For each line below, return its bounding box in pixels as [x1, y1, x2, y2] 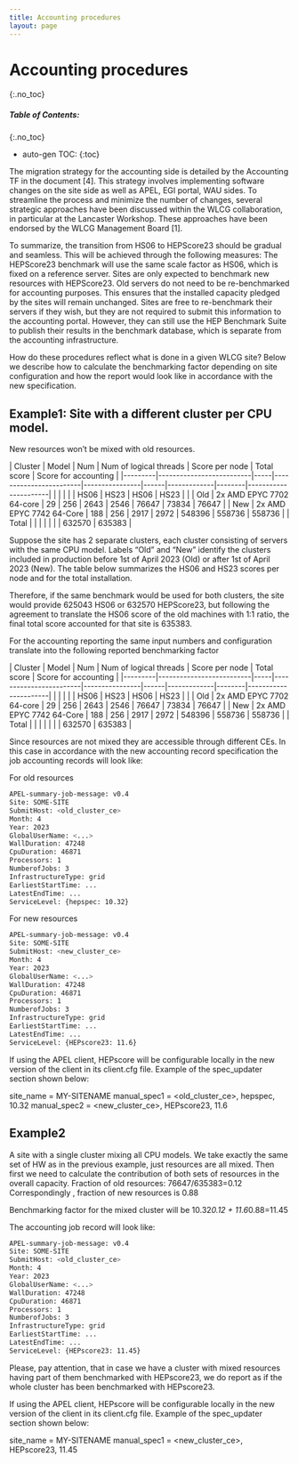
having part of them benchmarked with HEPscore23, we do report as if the [9, 1371, 283, 1382]
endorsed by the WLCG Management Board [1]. [9, 223, 183, 234]
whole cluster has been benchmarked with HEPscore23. [9, 1381, 215, 1392]
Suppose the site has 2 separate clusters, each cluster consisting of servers [9, 535, 288, 546]
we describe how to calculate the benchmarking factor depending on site [9, 361, 278, 372]
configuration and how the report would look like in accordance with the [9, 371, 273, 382]
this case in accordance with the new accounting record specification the [9, 746, 278, 756]
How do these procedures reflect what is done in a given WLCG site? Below [9, 352, 286, 363]
